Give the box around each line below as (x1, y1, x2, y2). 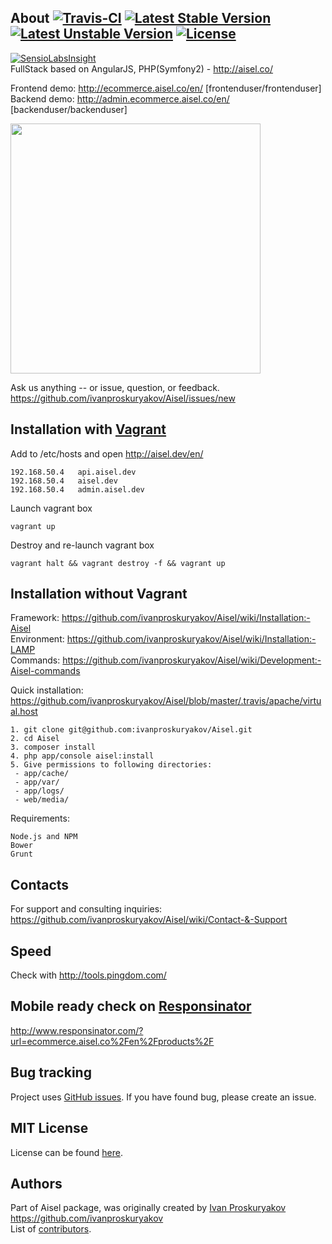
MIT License (10, 1120, 89, 1137)
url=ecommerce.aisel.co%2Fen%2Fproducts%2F (10, 1035, 215, 1047)
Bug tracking (10, 1064, 92, 1081)
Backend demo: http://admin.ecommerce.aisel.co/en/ (10, 92, 230, 105)
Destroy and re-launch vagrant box (10, 539, 155, 551)
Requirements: (10, 812, 70, 825)
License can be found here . (10, 1146, 124, 1158)
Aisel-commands (10, 665, 81, 677)
